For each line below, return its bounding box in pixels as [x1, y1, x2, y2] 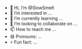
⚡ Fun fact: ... [9, 39, 37, 45]
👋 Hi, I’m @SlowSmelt [9, 5, 55, 10]
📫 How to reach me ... [9, 26, 56, 32]
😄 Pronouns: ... [9, 33, 42, 39]
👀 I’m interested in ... [9, 10, 52, 16]
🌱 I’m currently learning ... [9, 15, 63, 21]
